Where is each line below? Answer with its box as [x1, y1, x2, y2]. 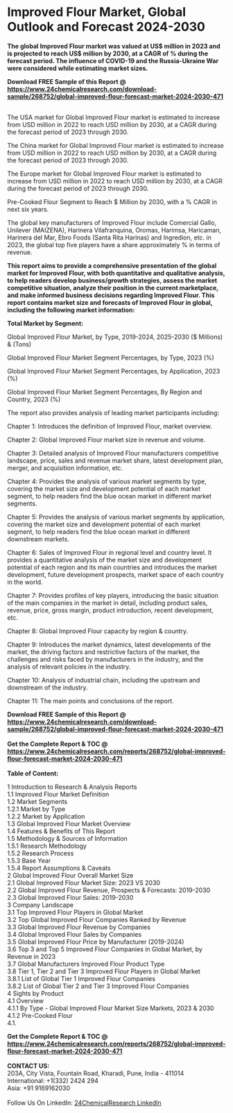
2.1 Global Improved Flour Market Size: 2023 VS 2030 [7, 878, 161, 887]
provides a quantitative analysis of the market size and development [7, 555, 202, 564]
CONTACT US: [7, 1062, 50, 1070]
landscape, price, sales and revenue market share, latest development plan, [7, 456, 223, 465]
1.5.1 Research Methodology [7, 842, 87, 850]
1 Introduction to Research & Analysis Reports [7, 783, 137, 791]
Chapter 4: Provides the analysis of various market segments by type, [7, 477, 207, 485]
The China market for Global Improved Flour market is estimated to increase [7, 141, 224, 149]
